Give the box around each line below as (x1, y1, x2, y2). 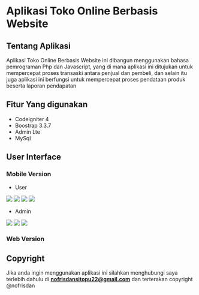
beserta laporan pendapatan (6, 82, 77, 89)
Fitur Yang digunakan (6, 100, 88, 110)
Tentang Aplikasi (6, 41, 71, 51)
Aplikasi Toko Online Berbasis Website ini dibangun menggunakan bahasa (6, 57, 189, 64)
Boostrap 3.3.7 (14, 122, 52, 129)
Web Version (6, 235, 45, 243)
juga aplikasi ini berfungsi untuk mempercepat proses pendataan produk (6, 76, 186, 83)
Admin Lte (14, 128, 41, 136)
